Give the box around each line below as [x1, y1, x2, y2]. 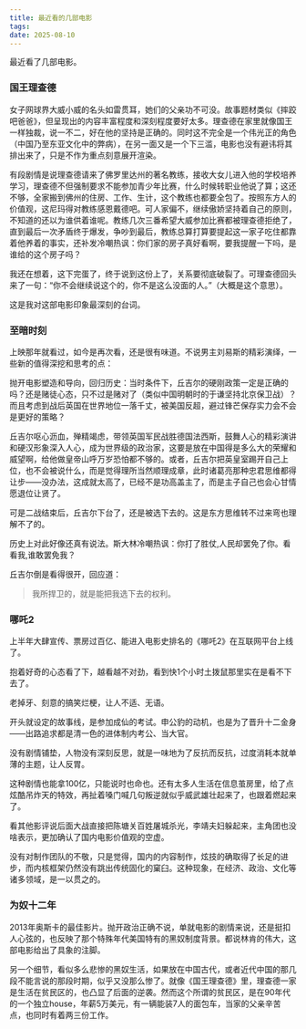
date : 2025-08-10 [9, 30, 76, 39]
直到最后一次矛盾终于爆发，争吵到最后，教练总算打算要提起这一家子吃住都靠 [9, 225, 297, 237]
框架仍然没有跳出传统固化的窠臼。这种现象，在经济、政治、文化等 [48, 863, 297, 874]
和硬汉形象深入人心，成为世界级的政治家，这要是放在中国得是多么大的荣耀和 [9, 442, 297, 452]
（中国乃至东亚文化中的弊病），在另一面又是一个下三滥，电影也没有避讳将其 [9, 138, 293, 149]
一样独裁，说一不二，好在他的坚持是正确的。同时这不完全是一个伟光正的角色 [9, 127, 297, 138]
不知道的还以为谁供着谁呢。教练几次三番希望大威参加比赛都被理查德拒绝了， [9, 214, 297, 225]
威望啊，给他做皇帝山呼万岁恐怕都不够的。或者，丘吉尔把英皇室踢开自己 [9, 453, 280, 464]
